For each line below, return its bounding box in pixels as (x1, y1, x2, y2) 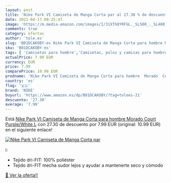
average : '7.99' (5, 102, 40, 107)
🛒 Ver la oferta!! (5, 172, 38, 178)
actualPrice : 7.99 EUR (5, 54, 53, 60)
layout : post (5, 7, 33, 13)
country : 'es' (5, 78, 36, 83)
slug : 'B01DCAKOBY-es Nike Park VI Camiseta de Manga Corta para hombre (5, 41, 163, 46)
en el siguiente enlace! (5, 127, 52, 133)
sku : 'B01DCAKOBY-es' (5, 45, 51, 50)
